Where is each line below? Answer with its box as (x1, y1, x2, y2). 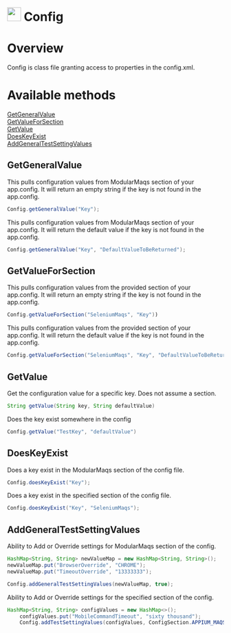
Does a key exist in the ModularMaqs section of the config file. (7, 466, 184, 474)
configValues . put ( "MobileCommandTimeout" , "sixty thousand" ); (19, 613, 201, 620)
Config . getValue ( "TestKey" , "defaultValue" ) (7, 428, 137, 435)
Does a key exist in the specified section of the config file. (7, 491, 172, 499)
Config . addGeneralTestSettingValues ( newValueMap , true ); (7, 581, 174, 588)
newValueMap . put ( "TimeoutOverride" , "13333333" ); (7, 568, 153, 575)
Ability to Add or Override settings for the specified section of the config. (7, 593, 214, 601)
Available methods (7, 87, 116, 103)
